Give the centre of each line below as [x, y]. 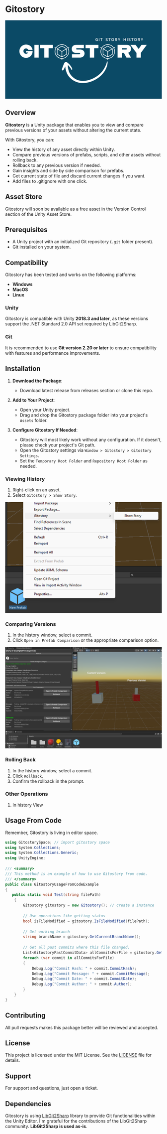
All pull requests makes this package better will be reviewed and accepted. [82, 1027]
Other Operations [27, 794]
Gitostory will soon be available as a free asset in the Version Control [76, 209]
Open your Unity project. [45, 410]
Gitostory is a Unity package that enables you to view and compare [75, 125]
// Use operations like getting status [64, 916]
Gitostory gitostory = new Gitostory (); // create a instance [89, 905]
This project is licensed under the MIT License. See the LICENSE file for [79, 1055]
